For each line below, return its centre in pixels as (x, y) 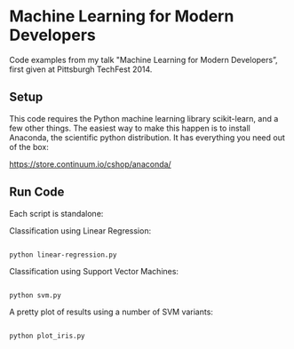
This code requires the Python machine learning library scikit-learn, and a (144, 118)
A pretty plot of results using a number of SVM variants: (111, 312)
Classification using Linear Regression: (80, 230)
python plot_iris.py (48, 336)
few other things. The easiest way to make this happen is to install (130, 128)
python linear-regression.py (63, 255)
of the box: (29, 147)
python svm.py (36, 295)
